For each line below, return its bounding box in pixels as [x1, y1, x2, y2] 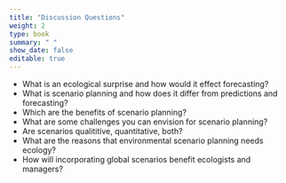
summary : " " [9, 37, 58, 47]
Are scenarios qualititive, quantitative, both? [21, 126, 184, 136]
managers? [21, 163, 64, 174]
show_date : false [9, 46, 74, 55]
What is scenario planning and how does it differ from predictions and [21, 88, 278, 99]
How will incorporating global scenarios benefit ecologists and [21, 155, 251, 164]
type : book [9, 29, 50, 38]
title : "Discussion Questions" [9, 12, 125, 22]
